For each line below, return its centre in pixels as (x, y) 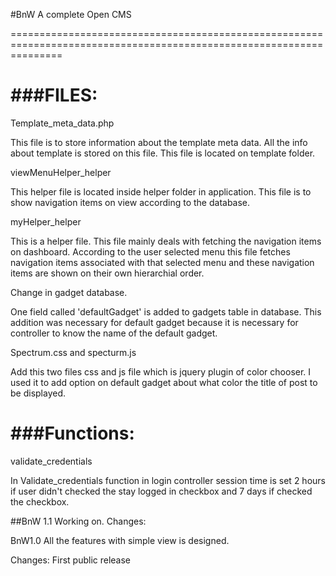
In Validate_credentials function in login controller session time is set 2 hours (168, 480)
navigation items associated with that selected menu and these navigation (162, 262)
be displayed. (38, 393)
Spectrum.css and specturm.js (73, 352)
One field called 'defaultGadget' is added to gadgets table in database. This (166, 311)
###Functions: (72, 433)
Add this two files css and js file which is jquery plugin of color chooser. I (161, 371)
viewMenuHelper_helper (61, 172)
